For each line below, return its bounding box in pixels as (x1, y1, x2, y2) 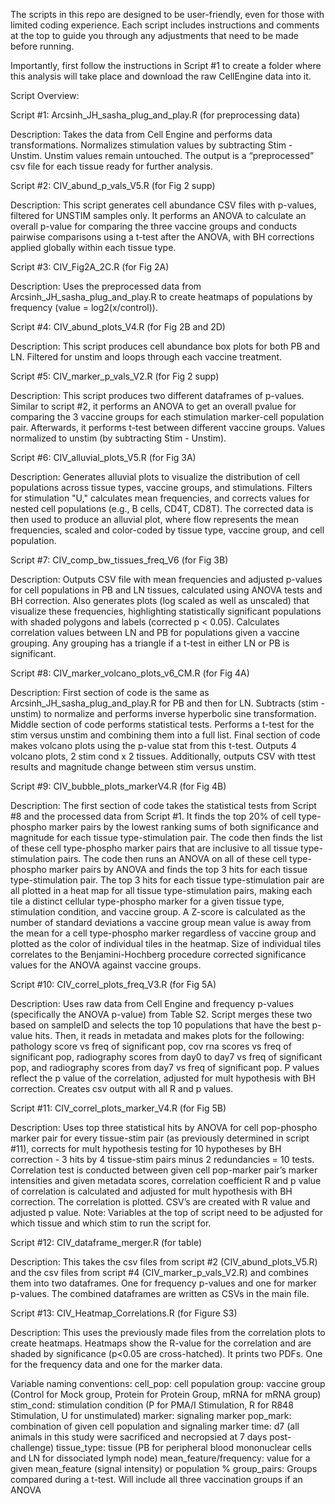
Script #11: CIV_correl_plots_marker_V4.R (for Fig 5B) (10, 1102, 227, 1114)
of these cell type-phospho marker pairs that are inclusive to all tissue (10, 842, 299, 854)
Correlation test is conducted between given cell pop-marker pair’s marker (10, 1164, 318, 1176)
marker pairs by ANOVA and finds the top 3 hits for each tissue (48, 864, 308, 875)
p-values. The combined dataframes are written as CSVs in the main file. (10, 1288, 310, 1299)
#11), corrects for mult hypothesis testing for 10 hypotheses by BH (10, 1143, 282, 1154)
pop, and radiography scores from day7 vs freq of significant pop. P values (10, 1062, 320, 1073)
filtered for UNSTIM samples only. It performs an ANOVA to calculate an (10, 210, 307, 221)
